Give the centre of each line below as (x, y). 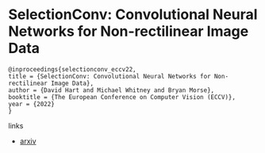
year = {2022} (32, 104)
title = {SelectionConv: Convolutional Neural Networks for (110, 76)
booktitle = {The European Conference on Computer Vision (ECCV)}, (122, 97)
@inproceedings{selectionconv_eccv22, (72, 69)
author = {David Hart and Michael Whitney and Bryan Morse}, (111, 90)
